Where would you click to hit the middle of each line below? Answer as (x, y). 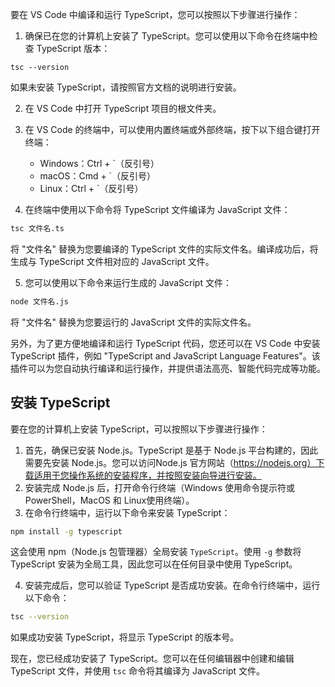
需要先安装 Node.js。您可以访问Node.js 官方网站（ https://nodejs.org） (170, 462)
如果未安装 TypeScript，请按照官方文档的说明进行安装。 (126, 87)
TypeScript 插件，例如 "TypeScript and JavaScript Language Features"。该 (165, 355)
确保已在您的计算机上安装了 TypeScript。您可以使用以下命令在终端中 (167, 36)
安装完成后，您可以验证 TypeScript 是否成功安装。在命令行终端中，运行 (172, 585)
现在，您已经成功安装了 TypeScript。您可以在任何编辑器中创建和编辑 (152, 659)
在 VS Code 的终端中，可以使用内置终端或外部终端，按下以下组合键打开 (172, 129)
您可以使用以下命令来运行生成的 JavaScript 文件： (128, 282)
